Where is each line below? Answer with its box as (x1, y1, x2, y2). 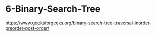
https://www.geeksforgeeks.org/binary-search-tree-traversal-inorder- (5, 20, 152, 26)
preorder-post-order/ (5, 25, 50, 31)
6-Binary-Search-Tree (5, 3, 101, 15)
